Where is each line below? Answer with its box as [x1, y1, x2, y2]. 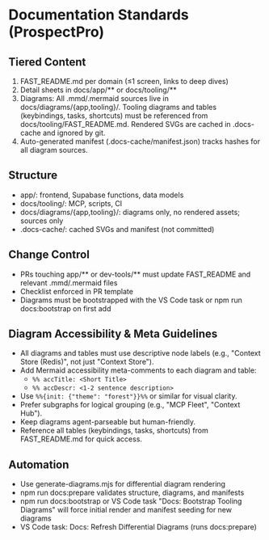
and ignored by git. [43, 128, 106, 137]
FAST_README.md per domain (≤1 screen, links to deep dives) [19, 77, 229, 86]
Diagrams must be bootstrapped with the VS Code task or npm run [19, 295, 242, 305]
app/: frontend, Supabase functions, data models [19, 190, 184, 200]
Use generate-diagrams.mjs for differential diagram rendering [19, 479, 226, 489]
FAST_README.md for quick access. [19, 434, 143, 444]
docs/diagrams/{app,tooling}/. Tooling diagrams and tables [19, 103, 216, 112]
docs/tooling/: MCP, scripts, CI [19, 198, 123, 208]
